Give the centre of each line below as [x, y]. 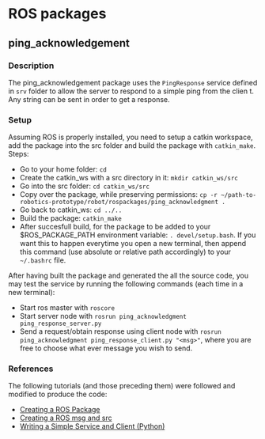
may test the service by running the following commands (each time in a [126, 284]
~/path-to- [238, 195]
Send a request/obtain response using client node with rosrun [120, 331]
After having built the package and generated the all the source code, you [129, 276]
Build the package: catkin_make [71, 218]
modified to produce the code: [58, 394]
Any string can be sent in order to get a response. [89, 99]
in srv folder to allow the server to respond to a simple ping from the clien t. [131, 91]
